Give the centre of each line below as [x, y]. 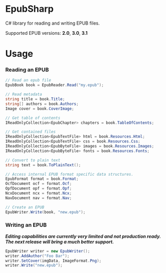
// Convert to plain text [33, 160]
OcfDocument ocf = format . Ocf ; [39, 184]
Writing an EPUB [26, 225]
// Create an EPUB [25, 207]
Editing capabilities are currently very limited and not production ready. [83, 236]
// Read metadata [24, 94]
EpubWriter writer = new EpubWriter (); [48, 251]
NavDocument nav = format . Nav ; [39, 198]
